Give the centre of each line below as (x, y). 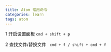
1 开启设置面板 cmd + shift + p (38, 34)
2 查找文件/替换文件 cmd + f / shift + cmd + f (56, 44)
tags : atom (17, 19)
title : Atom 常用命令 (26, 10)
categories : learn (24, 14)
